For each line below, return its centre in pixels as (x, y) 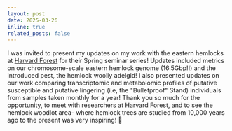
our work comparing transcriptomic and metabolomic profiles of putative (112, 83)
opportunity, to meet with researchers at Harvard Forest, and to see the (110, 105)
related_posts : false (39, 33)
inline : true (26, 27)
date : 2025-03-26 (33, 20)
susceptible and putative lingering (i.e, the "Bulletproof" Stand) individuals (114, 90)
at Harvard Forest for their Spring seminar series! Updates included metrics (116, 61)
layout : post (26, 14)
